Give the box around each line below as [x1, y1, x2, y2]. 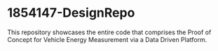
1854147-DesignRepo [7, 5, 135, 21]
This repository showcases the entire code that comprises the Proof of [7, 28, 212, 36]
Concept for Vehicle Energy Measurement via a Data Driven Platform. [7, 35, 207, 43]
